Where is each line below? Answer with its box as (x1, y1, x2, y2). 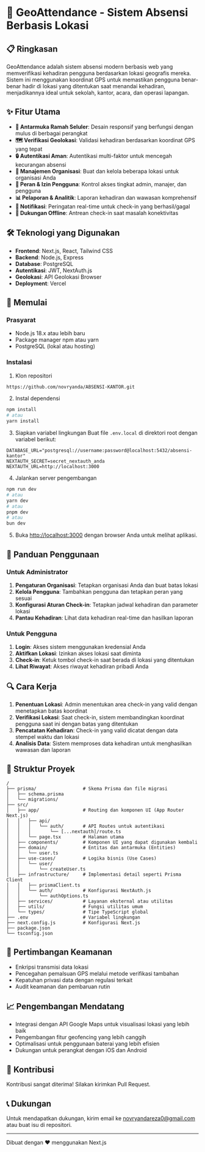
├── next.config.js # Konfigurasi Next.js (6, 919, 140, 926)
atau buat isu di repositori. (6, 1121, 72, 1129)
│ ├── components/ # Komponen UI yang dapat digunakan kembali (6, 839, 198, 845)
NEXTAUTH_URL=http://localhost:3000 (6, 464, 99, 470)
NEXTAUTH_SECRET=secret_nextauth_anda (6, 458, 105, 464)
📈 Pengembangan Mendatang (6, 1001, 125, 1012)
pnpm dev (6, 509, 29, 515)
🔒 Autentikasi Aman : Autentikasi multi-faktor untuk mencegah (15, 152, 173, 159)
